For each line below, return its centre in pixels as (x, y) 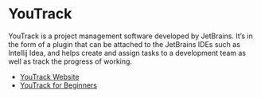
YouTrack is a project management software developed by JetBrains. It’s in (130, 36)
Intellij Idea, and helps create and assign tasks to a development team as (127, 53)
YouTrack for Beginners (58, 85)
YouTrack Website (49, 76)
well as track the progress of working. (70, 61)
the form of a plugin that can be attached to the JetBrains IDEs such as (125, 44)
